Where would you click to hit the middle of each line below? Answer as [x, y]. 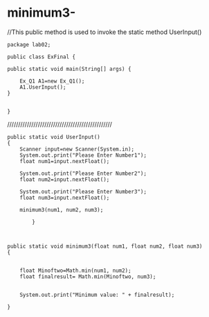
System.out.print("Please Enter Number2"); [83, 173]
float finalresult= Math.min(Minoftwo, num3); [88, 276]
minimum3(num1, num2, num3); [62, 209]
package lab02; [29, 44]
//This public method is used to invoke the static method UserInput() [104, 32]
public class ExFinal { [42, 57]
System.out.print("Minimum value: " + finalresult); [97, 295]
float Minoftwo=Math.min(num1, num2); [75, 271]
